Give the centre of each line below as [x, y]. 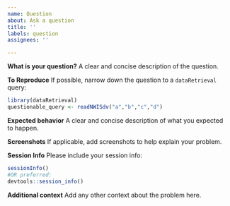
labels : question [33, 34]
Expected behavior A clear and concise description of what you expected [115, 120]
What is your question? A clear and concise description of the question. [113, 66]
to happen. [23, 128]
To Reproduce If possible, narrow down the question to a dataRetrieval [112, 80]
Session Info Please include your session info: [75, 155]
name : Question [30, 14]
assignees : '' [28, 40]
